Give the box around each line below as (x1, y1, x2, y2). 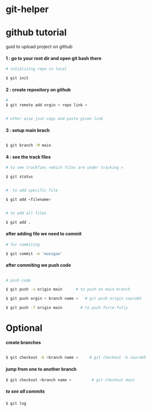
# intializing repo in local (6, 66, 67, 72)
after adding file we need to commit (6, 231, 82, 237)
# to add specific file (6, 188, 58, 193)
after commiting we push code (6, 262, 71, 268)
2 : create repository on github (6, 86, 71, 92)
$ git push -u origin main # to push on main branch (6, 287, 130, 292)
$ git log (6, 401, 27, 406)
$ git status (6, 174, 33, 180)
